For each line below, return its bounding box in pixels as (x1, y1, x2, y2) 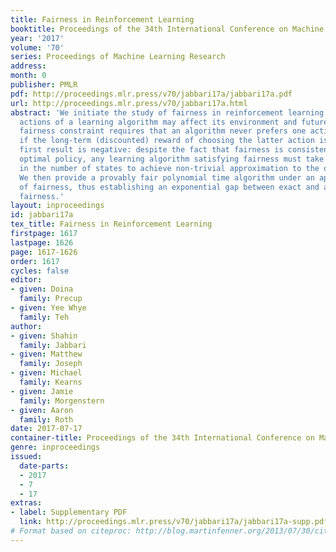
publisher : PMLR (10, 80, 78, 90)
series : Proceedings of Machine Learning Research (10, 52, 226, 62)
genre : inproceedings (10, 442, 101, 453)
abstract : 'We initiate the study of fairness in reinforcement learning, (10, 107, 329, 118)
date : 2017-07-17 (10, 424, 83, 434)
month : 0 (10, 71, 47, 81)
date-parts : (19, 461, 70, 471)
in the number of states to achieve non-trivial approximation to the (19, 163, 320, 173)
